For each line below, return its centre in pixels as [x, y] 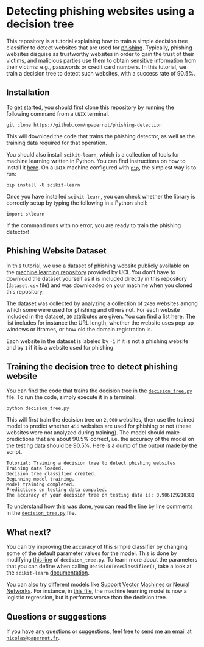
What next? [29, 532]
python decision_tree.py [38, 408]
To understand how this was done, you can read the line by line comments [100, 506]
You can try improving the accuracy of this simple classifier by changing [97, 547]
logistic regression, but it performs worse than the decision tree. [87, 598]
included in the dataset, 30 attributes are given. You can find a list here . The [101, 316]
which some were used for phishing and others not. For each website [93, 309]
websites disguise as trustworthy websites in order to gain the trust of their [100, 54]
